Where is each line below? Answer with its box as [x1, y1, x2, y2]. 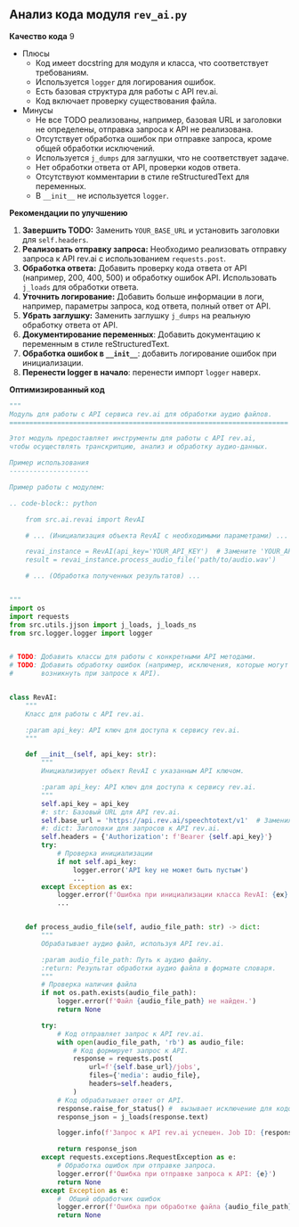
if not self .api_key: [56, 857, 138, 866]
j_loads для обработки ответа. [21, 281, 140, 292]
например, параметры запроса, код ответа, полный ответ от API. [21, 301, 271, 311]
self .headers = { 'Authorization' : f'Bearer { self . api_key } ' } [41, 833, 273, 842]
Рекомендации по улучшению [9, 207, 128, 218]
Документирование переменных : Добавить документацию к [21, 329, 261, 340]
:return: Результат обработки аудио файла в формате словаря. [41, 963, 277, 973]
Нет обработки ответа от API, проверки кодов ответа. [35, 161, 241, 172]
